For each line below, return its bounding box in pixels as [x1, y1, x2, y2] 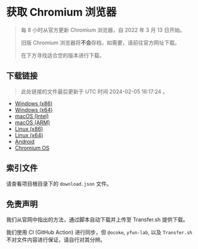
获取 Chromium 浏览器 [6, 5, 117, 19]
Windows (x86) [14, 100, 52, 107]
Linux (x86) [14, 125, 44, 132]
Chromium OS [14, 144, 49, 151]
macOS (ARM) [14, 119, 51, 126]
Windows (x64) [14, 106, 53, 113]
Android [14, 138, 35, 145]
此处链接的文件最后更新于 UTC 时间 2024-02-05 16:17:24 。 [20, 88, 168, 95]
